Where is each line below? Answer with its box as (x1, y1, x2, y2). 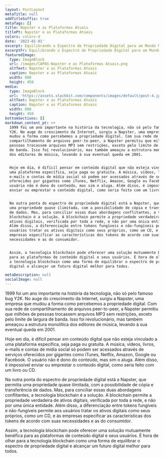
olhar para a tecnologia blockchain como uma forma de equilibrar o (5, 438, 141, 443)
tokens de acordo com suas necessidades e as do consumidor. (5, 418, 132, 424)
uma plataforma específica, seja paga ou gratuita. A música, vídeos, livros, (5, 342, 155, 347)
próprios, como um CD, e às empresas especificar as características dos (5, 413, 151, 419)
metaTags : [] (5, 20, 32, 26)
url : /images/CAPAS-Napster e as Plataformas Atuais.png (9, 61, 128, 66)
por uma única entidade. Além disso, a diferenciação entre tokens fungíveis (5, 402, 157, 408)
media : (5, 84, 19, 89)
